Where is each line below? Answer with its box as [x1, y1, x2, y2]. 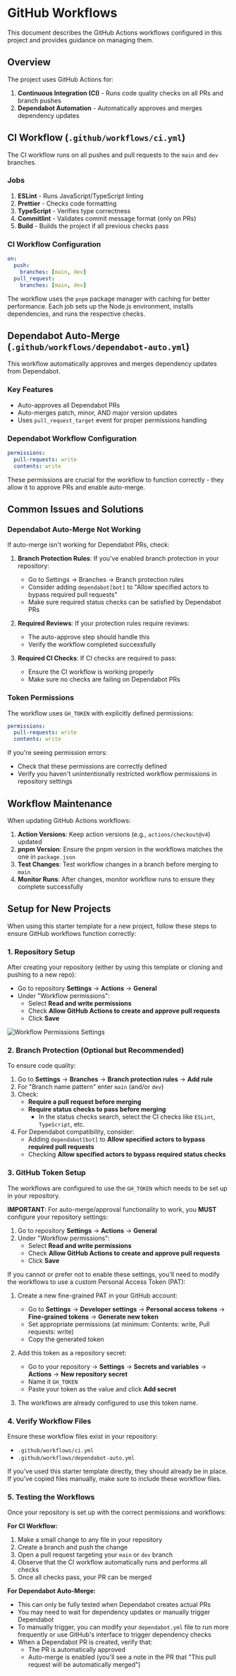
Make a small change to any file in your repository [17, 1535, 163, 1544]
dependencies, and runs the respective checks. [7, 309, 146, 318]
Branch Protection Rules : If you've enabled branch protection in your [17, 554, 220, 563]
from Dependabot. [7, 367, 61, 376]
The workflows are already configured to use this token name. [17, 1398, 199, 1407]
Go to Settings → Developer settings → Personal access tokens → [27, 1304, 225, 1313]
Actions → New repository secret [27, 1369, 128, 1378]
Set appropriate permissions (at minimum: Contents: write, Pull [27, 1319, 210, 1329]
